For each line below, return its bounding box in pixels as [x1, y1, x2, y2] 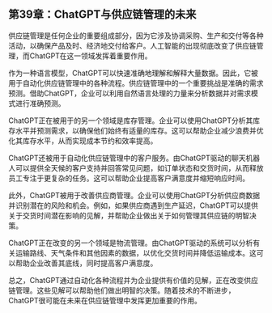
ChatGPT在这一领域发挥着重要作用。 [29, 51, 152, 61]
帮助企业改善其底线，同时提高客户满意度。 [15, 258, 158, 268]
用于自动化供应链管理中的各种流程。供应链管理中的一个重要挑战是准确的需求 [8, 78, 264, 87]
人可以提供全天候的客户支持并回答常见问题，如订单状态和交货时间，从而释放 [8, 163, 264, 172]
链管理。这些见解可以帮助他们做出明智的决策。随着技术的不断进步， [8, 286, 236, 295]
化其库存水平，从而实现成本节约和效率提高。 [8, 136, 158, 146]
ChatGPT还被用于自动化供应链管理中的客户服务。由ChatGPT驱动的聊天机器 [8, 153, 261, 163]
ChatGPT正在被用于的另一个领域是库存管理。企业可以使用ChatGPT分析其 [8, 116, 253, 125]
